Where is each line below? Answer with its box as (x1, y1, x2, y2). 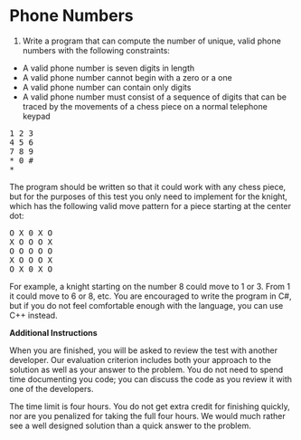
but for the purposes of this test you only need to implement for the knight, (9, 191, 287, 202)
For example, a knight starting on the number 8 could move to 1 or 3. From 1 (9, 281, 291, 292)
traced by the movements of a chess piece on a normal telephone (22, 100, 268, 111)
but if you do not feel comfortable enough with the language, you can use (9, 300, 284, 311)
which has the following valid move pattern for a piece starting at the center (9, 200, 292, 211)
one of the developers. (9, 383, 94, 394)
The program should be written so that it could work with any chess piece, (9, 181, 287, 192)
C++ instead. (9, 310, 58, 320)
